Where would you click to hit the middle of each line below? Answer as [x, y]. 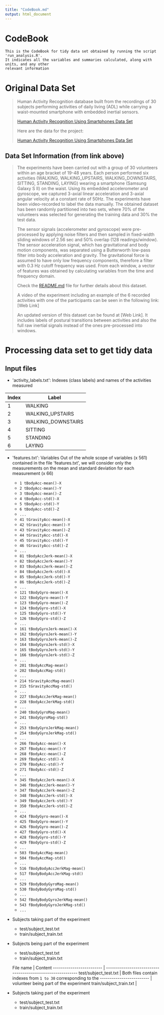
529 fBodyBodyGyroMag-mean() [49, 884]
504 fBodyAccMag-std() [43, 858]
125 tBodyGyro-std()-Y [43, 614]
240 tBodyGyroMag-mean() [45, 713]
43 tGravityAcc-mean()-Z [45, 530]
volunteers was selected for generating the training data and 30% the [87, 215]
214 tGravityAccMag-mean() [47, 681]
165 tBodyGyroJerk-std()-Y [47, 650]
